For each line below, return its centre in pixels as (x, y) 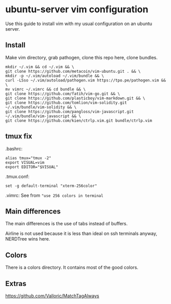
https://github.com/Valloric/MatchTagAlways (52, 296)
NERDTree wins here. (28, 239)
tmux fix (19, 136)
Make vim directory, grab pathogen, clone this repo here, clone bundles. (81, 57)
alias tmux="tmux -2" (28, 158)
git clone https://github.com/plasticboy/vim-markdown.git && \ (75, 98)
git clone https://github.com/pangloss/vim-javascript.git (70, 112)
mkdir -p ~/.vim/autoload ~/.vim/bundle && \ (55, 76)
